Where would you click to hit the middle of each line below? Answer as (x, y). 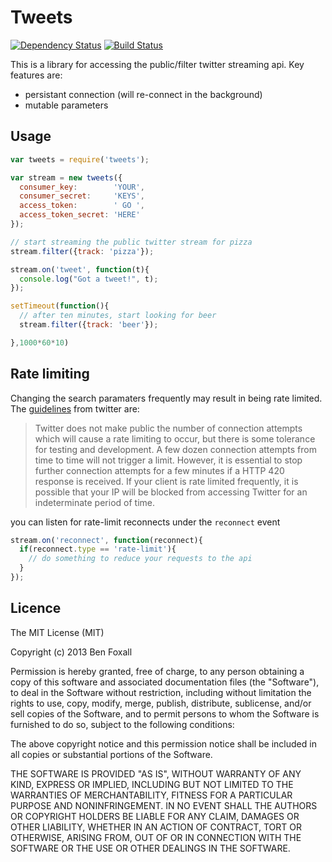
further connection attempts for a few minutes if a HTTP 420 (159, 470)
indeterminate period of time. (94, 502)
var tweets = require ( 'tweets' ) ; (80, 159)
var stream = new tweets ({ (66, 177)
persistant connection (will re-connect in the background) (143, 94)
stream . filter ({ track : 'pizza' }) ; (82, 251)
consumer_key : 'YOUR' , (82, 187)
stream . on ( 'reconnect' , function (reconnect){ (106, 540)
